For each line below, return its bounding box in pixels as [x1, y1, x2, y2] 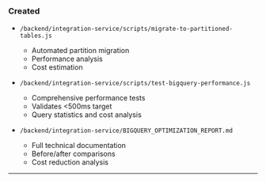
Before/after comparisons [31, 149, 116, 159]
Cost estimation [31, 63, 83, 72]
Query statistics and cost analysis [31, 110, 142, 119]
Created [8, 6, 40, 17]
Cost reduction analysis [31, 157, 109, 167]
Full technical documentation [31, 141, 127, 150]
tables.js [19, 32, 53, 40]
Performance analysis [31, 54, 103, 64]
